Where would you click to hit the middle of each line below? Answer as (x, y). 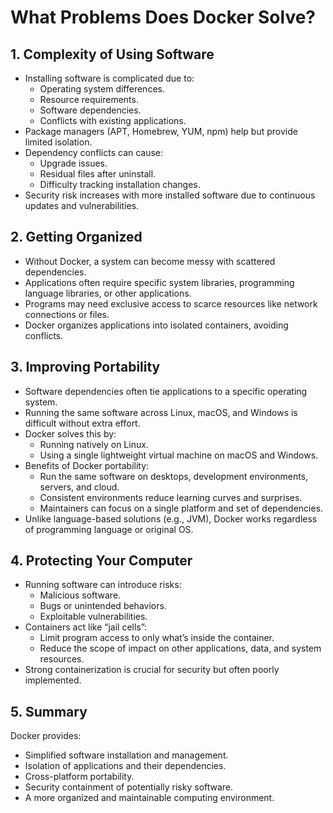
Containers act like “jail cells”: (86, 627)
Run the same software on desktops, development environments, (174, 476)
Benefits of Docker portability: (87, 465)
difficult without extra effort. (82, 423)
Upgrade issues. (73, 163)
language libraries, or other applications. (108, 293)
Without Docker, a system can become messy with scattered (150, 261)
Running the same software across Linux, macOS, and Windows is (161, 412)
